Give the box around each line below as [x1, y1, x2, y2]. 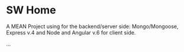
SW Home [6, 4, 56, 17]
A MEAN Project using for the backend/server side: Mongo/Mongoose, [6, 23, 179, 30]
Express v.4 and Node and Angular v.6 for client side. [6, 29, 136, 36]
